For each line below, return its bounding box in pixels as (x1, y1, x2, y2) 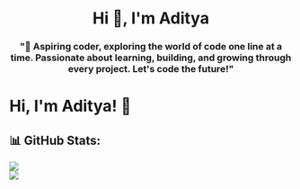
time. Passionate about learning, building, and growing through (10, 51, 292, 64)
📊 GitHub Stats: (9, 132, 101, 148)
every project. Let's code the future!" (67, 63, 234, 76)
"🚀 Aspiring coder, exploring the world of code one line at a (19, 40, 283, 53)
